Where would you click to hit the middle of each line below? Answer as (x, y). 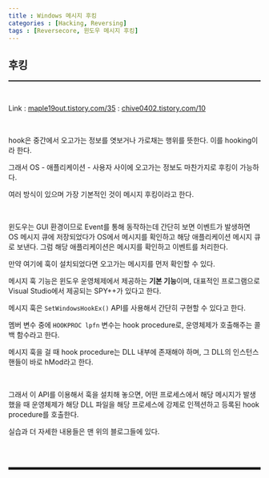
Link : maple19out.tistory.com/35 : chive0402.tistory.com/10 (107, 108)
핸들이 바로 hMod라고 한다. (51, 362)
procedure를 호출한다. (44, 415)
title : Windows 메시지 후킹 (53, 16)
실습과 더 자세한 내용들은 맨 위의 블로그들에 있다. (84, 432)
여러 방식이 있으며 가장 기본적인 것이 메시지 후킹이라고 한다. (101, 195)
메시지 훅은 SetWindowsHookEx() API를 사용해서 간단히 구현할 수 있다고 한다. (127, 308)
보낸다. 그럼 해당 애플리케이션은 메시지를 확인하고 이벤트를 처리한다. (122, 247)
